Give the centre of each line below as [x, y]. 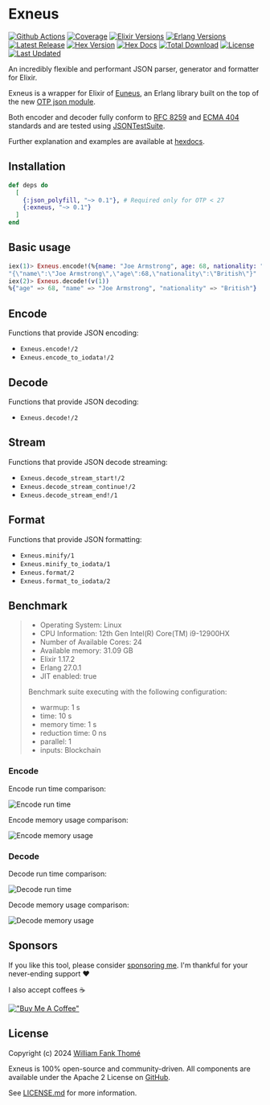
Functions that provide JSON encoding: [74, 333]
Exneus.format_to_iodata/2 [65, 581]
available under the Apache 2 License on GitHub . [90, 1077]
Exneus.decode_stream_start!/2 [72, 478]
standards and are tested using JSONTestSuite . [87, 125]
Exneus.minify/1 [47, 556]
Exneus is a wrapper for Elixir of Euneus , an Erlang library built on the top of [134, 92]
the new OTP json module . [52, 101]
